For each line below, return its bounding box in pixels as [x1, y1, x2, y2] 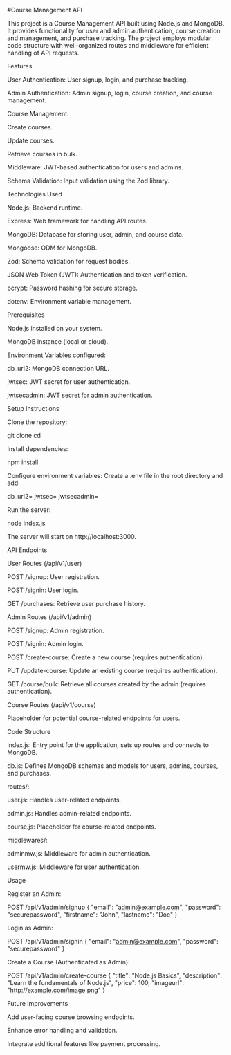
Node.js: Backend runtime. [7, 203, 83, 212]
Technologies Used [7, 190, 62, 198]
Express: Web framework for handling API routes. [7, 217, 148, 225]
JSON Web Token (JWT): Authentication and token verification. [7, 270, 187, 279]
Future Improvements [7, 1000, 68, 1007]
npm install [7, 458, 39, 466]
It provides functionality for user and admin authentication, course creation [7, 27, 221, 35]
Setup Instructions [7, 405, 60, 412]
